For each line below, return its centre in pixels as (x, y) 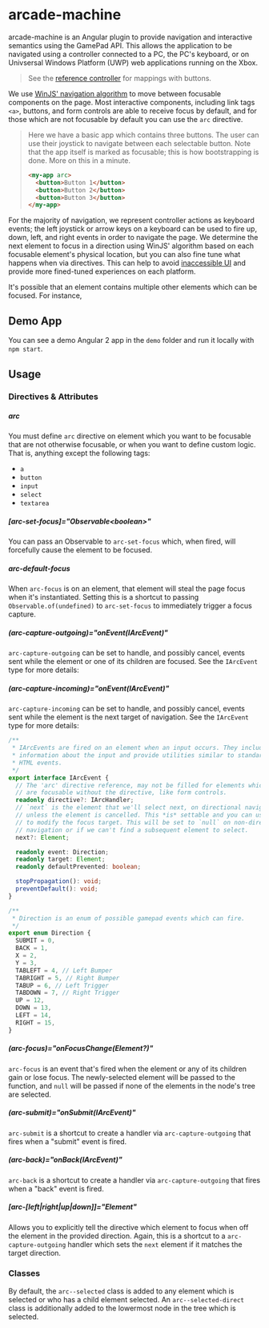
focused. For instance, (45, 295)
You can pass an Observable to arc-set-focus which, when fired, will (122, 542)
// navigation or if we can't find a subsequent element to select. (132, 830)
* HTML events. (37, 763)
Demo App (35, 321)
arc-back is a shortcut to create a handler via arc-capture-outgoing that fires (134, 1180)
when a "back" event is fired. (56, 1188)
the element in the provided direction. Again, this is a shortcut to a (117, 1236)
